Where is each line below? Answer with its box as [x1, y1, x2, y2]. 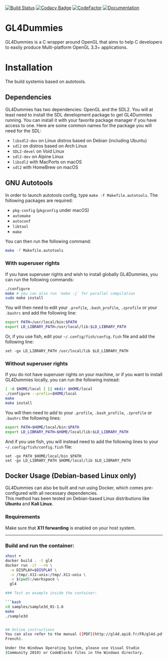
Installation [5, 62, 53, 73]
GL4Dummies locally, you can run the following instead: [5, 377, 120, 383]
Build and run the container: [5, 542, 74, 549]
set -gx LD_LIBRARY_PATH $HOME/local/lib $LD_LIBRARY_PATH [5, 458, 131, 463]
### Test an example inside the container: [5, 591, 97, 596]
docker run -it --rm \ [5, 563, 52, 568]
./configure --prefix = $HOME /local [5, 391, 77, 396]
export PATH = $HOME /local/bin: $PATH [5, 424, 79, 429]
